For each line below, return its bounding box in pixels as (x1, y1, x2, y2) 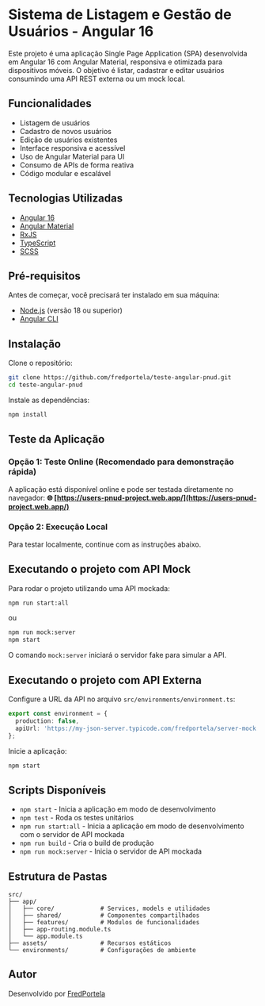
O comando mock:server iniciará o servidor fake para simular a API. (8, 651, 227, 660)
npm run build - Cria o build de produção (19, 839, 154, 848)
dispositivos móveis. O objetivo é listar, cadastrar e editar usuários (8, 65, 225, 75)
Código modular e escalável (19, 168, 112, 178)
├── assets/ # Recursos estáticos (8, 939, 172, 947)
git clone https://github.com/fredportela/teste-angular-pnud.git (8, 374, 232, 382)
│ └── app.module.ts (8, 932, 83, 941)
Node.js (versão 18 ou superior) (19, 305, 123, 315)
